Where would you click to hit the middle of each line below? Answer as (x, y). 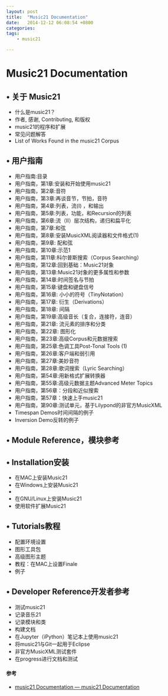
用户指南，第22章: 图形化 (45, 331)
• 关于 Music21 (33, 97)
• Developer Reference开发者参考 (68, 592)
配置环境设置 (30, 542)
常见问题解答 (30, 134)
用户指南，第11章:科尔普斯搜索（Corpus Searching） (78, 257)
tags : (13, 34)
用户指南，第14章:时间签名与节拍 (54, 279)
